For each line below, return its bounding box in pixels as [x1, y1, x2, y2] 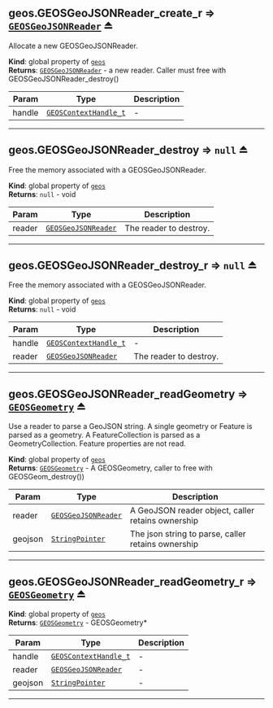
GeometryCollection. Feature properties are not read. [8, 439, 187, 448]
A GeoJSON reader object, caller [129, 505, 255, 516]
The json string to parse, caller [129, 528, 246, 540]
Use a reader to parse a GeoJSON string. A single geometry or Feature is [8, 422, 253, 431]
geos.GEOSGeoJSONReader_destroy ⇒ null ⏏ [8, 143, 249, 157]
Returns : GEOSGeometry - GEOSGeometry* [8, 618, 148, 627]
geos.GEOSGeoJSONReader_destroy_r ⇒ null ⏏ [8, 259, 258, 273]
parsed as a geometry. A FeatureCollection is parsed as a [8, 430, 201, 440]
